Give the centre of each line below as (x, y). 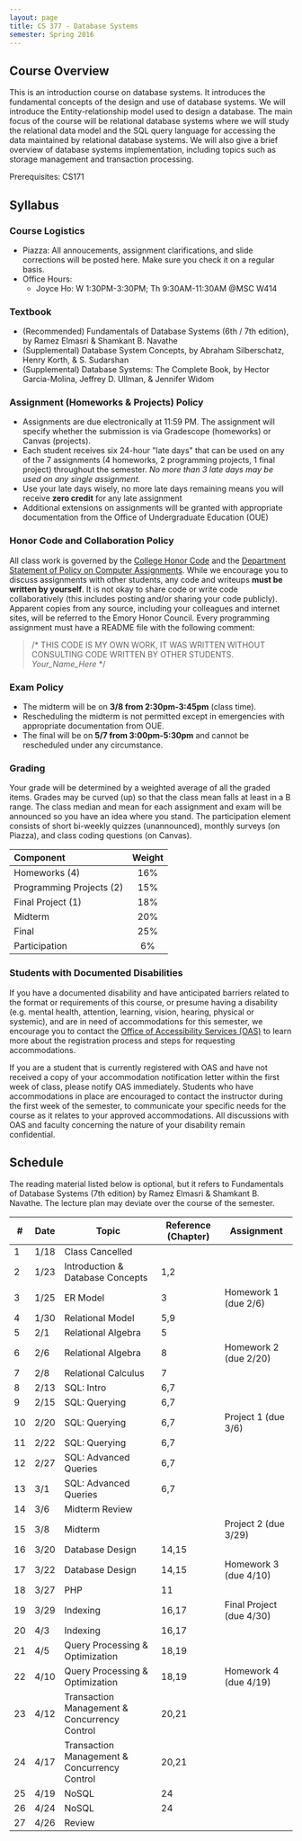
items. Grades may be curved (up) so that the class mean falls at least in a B (150, 798)
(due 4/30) (248, 1616)
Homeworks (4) (47, 873)
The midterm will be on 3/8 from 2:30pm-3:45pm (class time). (139, 707)
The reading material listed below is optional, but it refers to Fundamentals (147, 1184)
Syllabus (35, 205)
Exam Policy (37, 687)
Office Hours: (47, 279)
